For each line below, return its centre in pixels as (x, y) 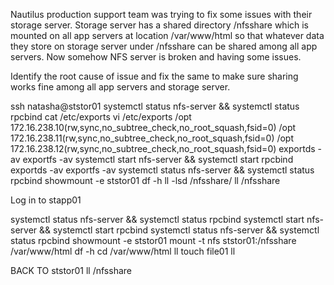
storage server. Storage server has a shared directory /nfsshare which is (160, 25)
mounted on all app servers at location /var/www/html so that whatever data (167, 35)
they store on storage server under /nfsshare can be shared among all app (164, 46)
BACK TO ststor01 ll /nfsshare (71, 270)
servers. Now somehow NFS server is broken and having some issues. (156, 57)
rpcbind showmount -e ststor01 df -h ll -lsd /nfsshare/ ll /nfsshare (145, 180)
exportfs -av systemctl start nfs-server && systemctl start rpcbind (158, 159)
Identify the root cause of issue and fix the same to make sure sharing (154, 76)
